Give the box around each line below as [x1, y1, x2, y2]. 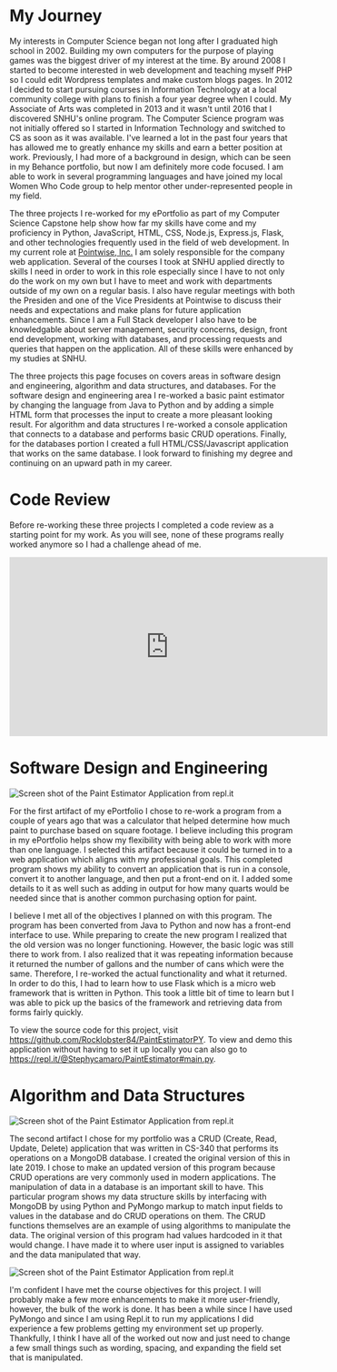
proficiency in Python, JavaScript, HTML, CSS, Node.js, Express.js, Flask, [9, 227, 284, 237]
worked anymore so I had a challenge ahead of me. [9, 539, 202, 550]
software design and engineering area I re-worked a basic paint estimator [9, 389, 285, 400]
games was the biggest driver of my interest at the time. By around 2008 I [9, 55, 286, 66]
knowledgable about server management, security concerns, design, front [9, 324, 288, 335]
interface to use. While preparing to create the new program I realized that [9, 929, 288, 940]
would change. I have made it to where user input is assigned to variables [9, 1239, 284, 1250]
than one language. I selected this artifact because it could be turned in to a [9, 843, 292, 855]
